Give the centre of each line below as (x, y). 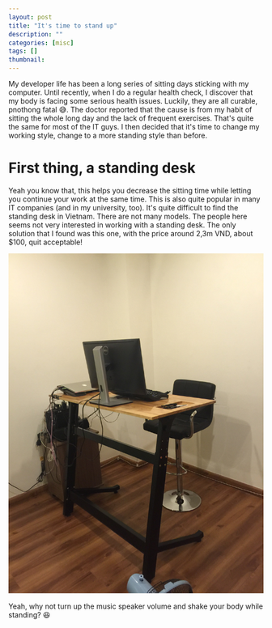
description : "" (36, 34)
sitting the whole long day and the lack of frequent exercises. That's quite (131, 118)
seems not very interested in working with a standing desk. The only (122, 225)
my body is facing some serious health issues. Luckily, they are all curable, (133, 101)
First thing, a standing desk (102, 168)
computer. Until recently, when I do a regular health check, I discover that (131, 92)
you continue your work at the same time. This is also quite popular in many (134, 199)
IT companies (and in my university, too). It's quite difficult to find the (123, 207)
